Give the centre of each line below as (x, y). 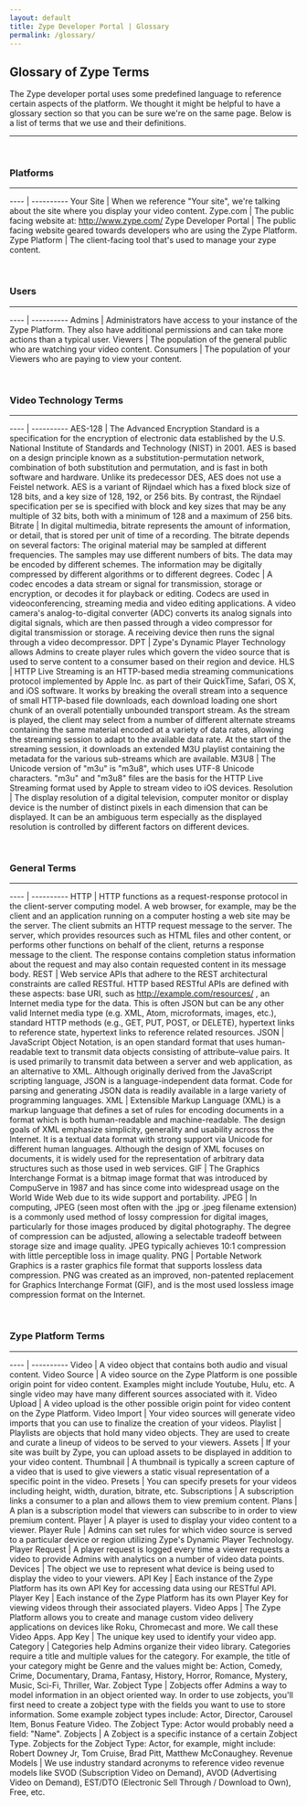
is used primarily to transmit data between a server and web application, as (151, 1062)
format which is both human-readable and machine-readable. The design (148, 1120)
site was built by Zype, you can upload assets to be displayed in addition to (151, 1452)
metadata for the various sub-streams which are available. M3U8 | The (143, 759)
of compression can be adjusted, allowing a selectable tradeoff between (146, 1237)
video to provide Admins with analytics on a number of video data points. (147, 1558)
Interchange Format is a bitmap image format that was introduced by (138, 1178)
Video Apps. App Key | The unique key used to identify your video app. (143, 1636)
